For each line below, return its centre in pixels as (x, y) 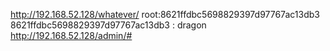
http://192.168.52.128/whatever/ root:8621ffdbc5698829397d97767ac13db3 (165, 14)
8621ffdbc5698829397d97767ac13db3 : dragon (108, 25)
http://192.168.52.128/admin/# (71, 35)
